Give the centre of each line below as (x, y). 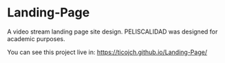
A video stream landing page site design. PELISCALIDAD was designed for (112, 32)
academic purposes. (36, 38)
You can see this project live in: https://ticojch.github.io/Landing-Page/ (107, 52)
